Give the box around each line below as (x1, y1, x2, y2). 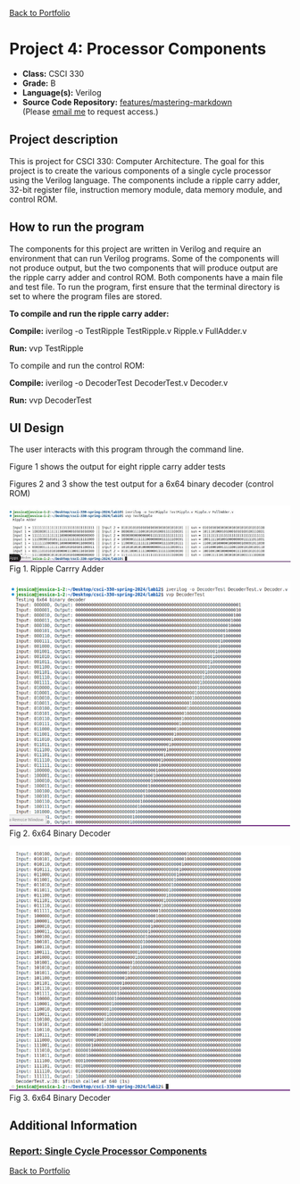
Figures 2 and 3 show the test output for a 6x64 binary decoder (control (9, 479, 274, 489)
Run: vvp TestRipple (9, 343, 84, 354)
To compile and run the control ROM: (9, 360, 146, 371)
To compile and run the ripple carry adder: (9, 308, 170, 319)
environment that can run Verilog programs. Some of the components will (9, 253, 279, 263)
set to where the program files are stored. (9, 290, 162, 302)
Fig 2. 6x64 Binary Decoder (9, 828, 112, 838)
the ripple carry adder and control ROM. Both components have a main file (9, 271, 284, 282)
